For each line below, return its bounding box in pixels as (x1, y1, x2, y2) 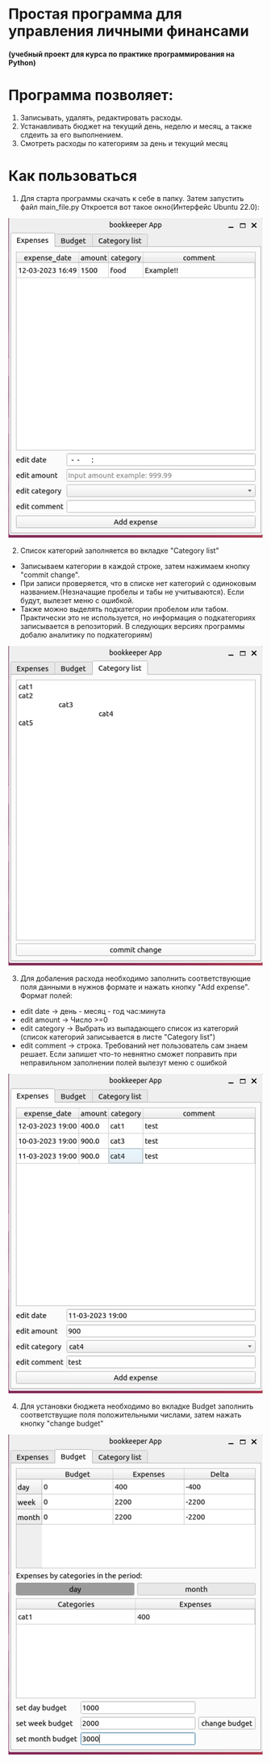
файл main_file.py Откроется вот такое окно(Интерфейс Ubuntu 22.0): (19, 202, 260, 211)
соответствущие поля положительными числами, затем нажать (19, 1410, 242, 1420)
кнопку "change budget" (19, 1418, 104, 1429)
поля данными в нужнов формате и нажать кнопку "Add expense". (19, 982, 250, 992)
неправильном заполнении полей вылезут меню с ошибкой (19, 1058, 227, 1068)
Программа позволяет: (8, 86, 173, 104)
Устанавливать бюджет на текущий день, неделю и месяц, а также (19, 121, 252, 131)
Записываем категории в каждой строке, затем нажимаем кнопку (19, 561, 250, 571)
